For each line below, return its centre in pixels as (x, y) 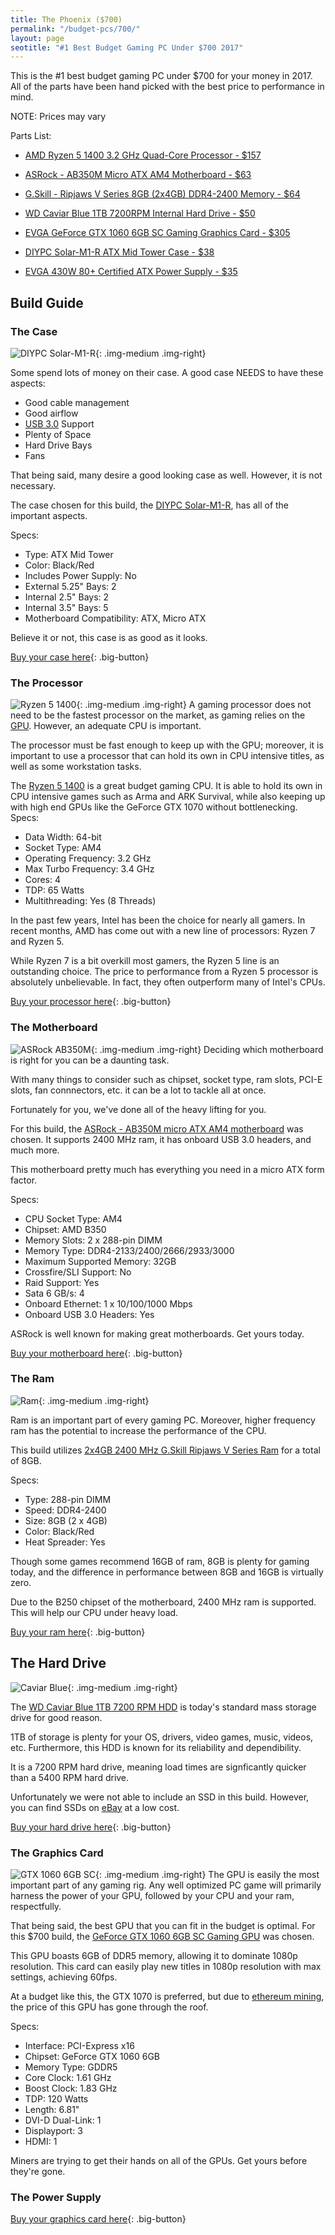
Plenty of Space (58, 434)
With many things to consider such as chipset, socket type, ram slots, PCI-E (166, 1079)
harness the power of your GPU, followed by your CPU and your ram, (152, 1895)
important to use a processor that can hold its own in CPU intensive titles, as (167, 756)
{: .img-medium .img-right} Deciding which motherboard (207, 1049)
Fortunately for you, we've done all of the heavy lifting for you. (138, 1109)
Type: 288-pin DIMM (68, 1499)
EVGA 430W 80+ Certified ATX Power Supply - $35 (131, 272)
